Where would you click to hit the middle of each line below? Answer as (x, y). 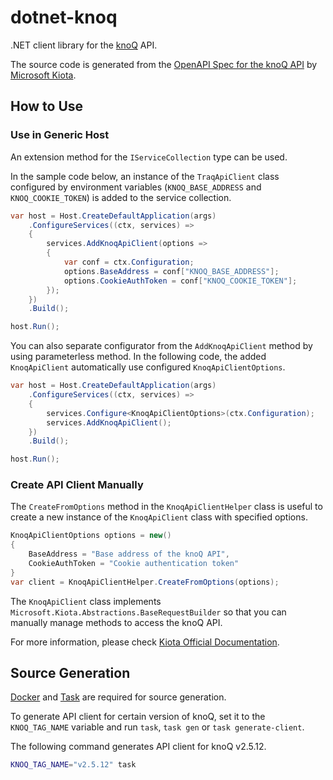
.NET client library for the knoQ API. (84, 45)
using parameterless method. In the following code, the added (138, 357)
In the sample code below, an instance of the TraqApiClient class (145, 176)
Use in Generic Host (60, 135)
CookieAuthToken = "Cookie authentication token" (134, 564)
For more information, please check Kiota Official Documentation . (145, 642)
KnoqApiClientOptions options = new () (91, 536)
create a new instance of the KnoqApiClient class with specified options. (159, 517)
